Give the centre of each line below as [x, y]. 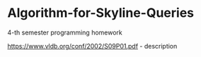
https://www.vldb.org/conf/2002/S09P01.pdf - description [92, 46]
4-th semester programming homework [65, 32]
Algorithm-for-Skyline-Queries [101, 13]
